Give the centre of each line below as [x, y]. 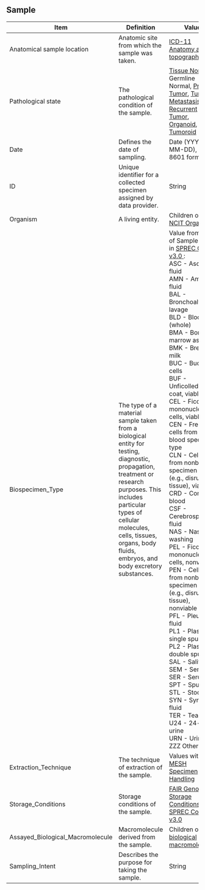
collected [131, 182]
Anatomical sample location [49, 49]
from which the [140, 45]
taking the [133, 870]
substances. [136, 573]
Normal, [180, 86]
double [179, 654]
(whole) [180, 325]
